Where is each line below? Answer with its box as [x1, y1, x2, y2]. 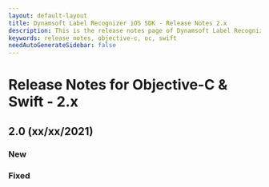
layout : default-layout [8, 11, 88, 20]
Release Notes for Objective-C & [8, 76, 228, 94]
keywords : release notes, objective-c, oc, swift [8, 34, 178, 42]
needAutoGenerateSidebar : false [8, 42, 116, 50]
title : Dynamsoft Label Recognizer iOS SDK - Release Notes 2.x [8, 19, 227, 27]
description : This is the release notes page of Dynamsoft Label [8, 26, 231, 34]
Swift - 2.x [8, 93, 78, 111]
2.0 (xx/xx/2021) [8, 125, 94, 138]
